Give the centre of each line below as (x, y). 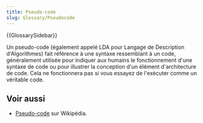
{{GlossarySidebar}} (32, 35)
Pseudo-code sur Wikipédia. (51, 113)
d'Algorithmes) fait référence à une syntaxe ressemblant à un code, (91, 53)
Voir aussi (26, 99)
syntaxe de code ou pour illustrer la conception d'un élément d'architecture (102, 66)
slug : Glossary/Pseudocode (41, 18)
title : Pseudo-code (31, 12)
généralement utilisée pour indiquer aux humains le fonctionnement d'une (99, 60)
